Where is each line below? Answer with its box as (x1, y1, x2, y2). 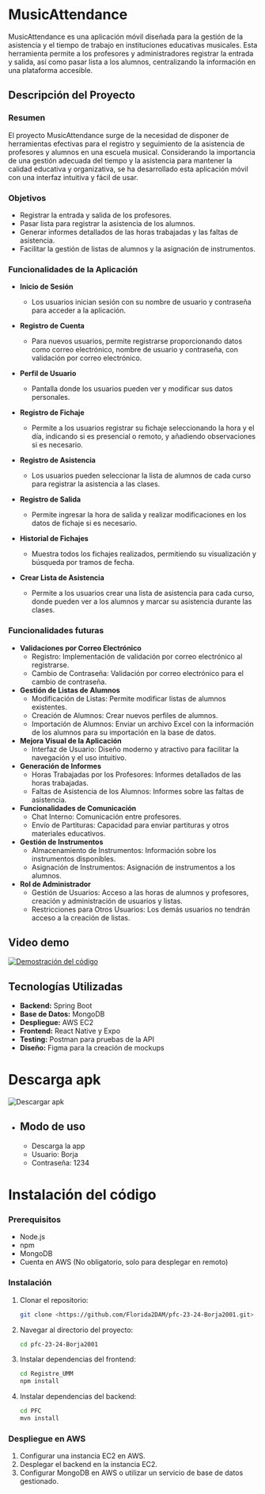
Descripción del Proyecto (8, 89, 136, 102)
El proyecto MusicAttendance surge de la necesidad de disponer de (8, 130, 229, 140)
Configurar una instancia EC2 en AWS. (19, 1451, 146, 1461)
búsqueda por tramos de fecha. (31, 558, 134, 567)
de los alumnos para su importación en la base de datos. (31, 728, 217, 737)
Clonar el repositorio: (19, 1295, 89, 1304)
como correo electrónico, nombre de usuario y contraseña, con (31, 345, 239, 355)
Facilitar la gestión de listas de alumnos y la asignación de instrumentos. (19, 244, 256, 253)
